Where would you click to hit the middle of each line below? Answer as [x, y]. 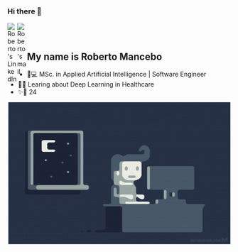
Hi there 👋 [25, 11]
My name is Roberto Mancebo [95, 56]
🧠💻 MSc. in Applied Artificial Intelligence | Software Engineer [117, 75]
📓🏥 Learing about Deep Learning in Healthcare [86, 84]
